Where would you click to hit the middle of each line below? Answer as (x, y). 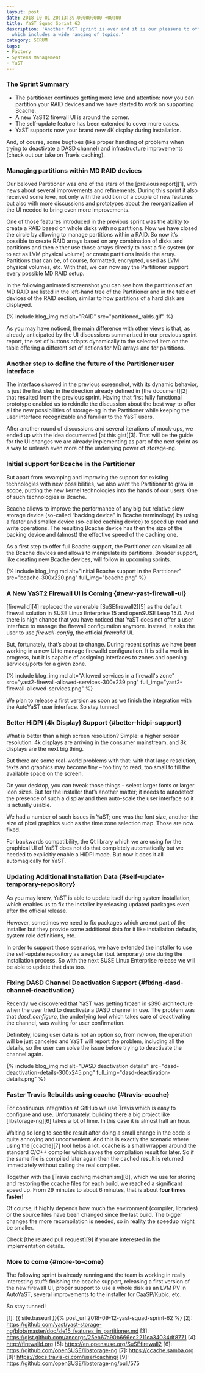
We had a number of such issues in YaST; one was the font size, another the (102, 817)
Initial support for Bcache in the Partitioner (71, 464)
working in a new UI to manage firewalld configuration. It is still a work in (98, 651)
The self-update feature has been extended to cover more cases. (97, 123)
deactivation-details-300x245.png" (51, 1072)
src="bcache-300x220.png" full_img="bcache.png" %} (76, 578)
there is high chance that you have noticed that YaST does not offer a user (100, 619)
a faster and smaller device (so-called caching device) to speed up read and (102, 522)
